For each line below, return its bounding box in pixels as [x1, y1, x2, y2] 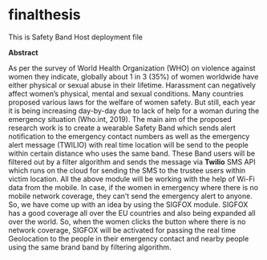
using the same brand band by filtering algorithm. [8, 242, 172, 252]
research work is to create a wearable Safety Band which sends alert [8, 123, 237, 132]
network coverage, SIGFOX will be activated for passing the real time [8, 225, 237, 234]
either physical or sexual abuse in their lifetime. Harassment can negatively [8, 80, 257, 90]
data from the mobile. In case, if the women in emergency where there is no [8, 182, 259, 192]
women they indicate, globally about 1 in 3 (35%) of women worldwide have [8, 71, 259, 81]
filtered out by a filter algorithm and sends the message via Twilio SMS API [8, 156, 256, 166]
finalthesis [8, 6, 82, 24]
